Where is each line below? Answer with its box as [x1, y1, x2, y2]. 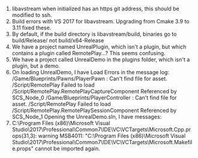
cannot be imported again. [35, 145, 100, 152]
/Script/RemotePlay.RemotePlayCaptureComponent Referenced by [11, 88, 177, 95]
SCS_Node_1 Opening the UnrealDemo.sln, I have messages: [11, 113, 162, 120]
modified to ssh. [11, 11, 52, 19]
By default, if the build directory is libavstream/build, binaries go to [11, 31, 177, 38]
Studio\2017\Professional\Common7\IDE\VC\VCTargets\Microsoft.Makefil [11, 139, 193, 145]
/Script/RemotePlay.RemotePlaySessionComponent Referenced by [11, 107, 177, 114]
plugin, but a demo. [11, 62, 60, 69]
